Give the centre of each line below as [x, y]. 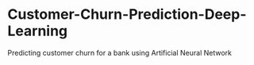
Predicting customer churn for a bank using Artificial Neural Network [119, 52]
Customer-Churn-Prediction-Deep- [127, 14]
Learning [38, 31]
